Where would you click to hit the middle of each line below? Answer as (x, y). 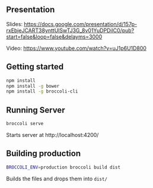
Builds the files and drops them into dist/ (57, 179)
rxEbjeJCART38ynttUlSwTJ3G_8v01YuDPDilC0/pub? (70, 30)
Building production (44, 154)
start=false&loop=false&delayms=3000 (54, 36)
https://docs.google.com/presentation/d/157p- (80, 24)
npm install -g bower (33, 86)
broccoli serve (25, 124)
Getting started (35, 67)
